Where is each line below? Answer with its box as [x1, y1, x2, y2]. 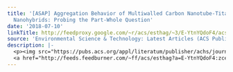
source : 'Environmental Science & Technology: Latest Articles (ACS [7, 36, 209, 43]
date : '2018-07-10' [7, 23, 64, 29]
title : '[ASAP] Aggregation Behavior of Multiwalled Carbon [7, 10, 185, 17]
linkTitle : [7, 29, 39, 36]
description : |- [7, 42, 54, 49]
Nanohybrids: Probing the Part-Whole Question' [13, 16, 154, 23]
